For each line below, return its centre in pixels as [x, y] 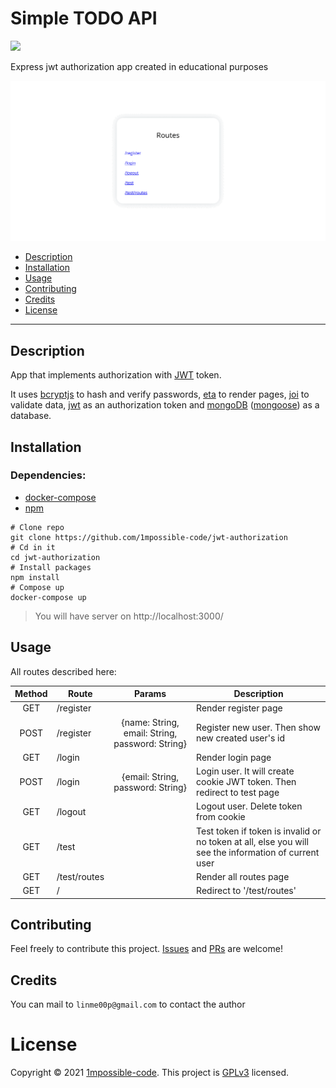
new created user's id [241, 738]
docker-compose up [48, 597]
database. [31, 416]
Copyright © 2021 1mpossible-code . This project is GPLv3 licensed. [150, 1073]
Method [31, 694]
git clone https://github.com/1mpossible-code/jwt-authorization [149, 537]
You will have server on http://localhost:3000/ [129, 616]
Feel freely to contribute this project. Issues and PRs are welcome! [146, 949]
